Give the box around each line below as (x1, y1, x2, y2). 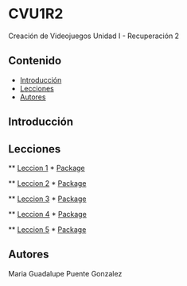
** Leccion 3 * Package (8, 194, 87, 203)
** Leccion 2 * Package (8, 178, 87, 187)
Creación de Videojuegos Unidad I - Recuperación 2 (8, 31, 180, 41)
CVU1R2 (8, 5, 64, 23)
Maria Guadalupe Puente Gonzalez (8, 269, 123, 278)
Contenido (8, 54, 62, 68)
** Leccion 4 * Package (8, 209, 88, 218)
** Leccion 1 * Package (8, 163, 85, 172)
